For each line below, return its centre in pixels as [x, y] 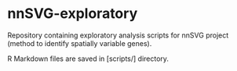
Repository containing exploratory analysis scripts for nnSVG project [118, 35]
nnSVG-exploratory [73, 14]
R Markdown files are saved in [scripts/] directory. [88, 59]
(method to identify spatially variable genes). [80, 43]
